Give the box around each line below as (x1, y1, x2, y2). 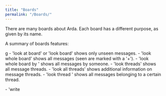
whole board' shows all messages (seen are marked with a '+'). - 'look (5, 55, 149, 61)
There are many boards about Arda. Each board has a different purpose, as (5, 25, 159, 31)
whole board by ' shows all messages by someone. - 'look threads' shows (5, 61, 156, 67)
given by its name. (5, 31, 43, 37)
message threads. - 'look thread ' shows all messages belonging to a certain (5, 71, 162, 77)
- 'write (5, 86, 20, 92)
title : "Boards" (5, 7, 39, 12)
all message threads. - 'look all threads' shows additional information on (5, 66, 152, 72)
